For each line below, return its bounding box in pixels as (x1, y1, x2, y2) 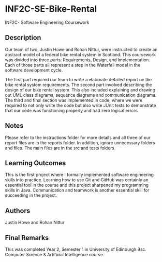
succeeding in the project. (5, 192, 57, 198)
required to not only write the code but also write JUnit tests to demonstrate (5, 102, 156, 108)
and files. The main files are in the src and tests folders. (5, 145, 116, 151)
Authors (5, 207, 30, 215)
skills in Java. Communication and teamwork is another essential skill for (5, 187, 149, 193)
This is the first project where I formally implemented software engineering (5, 172, 154, 178)
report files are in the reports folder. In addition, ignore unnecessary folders (5, 140, 156, 145)
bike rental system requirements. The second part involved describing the (5, 82, 152, 87)
